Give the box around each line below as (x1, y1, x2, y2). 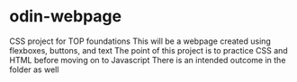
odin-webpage (9, 6, 122, 27)
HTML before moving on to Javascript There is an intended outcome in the (9, 54, 286, 65)
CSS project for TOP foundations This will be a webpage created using (9, 36, 272, 46)
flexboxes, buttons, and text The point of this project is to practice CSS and (9, 45, 288, 55)
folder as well (9, 64, 59, 75)
